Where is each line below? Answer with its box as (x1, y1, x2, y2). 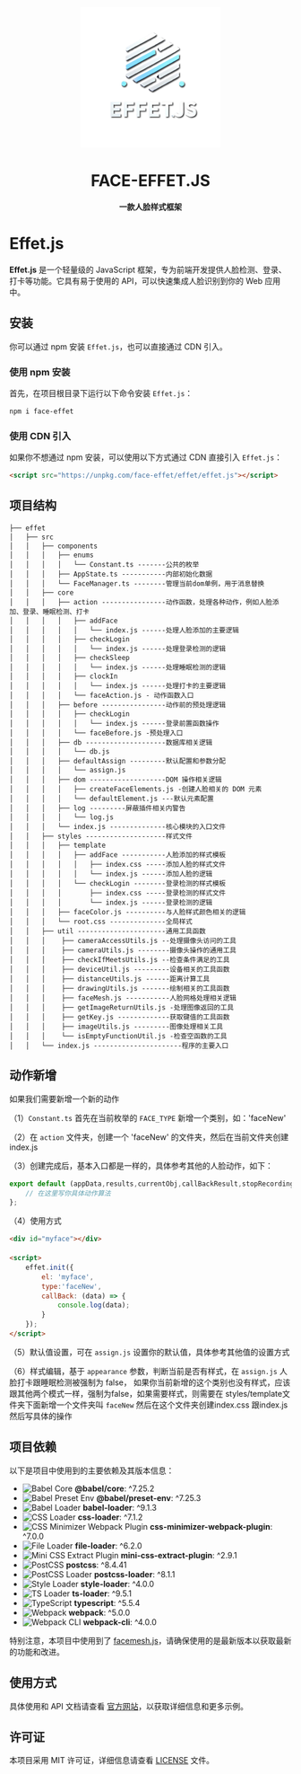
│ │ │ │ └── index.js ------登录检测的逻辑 (9, 897, 213, 907)
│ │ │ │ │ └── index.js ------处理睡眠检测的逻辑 (9, 663, 227, 672)
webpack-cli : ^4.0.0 (82, 1616, 157, 1628)
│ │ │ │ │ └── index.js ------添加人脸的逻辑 (9, 869, 213, 878)
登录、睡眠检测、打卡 (21, 607, 90, 616)
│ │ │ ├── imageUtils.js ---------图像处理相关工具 (9, 1022, 224, 1031)
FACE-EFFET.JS (90, 171, 211, 191)
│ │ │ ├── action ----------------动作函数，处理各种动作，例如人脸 (9, 597, 273, 606)
